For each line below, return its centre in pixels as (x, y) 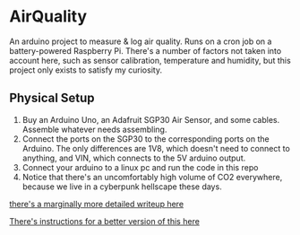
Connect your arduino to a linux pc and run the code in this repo (140, 167)
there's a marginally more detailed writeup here (97, 204)
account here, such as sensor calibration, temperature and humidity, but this (150, 60)
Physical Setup (52, 98)
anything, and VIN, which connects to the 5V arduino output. (134, 158)
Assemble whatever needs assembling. (94, 129)
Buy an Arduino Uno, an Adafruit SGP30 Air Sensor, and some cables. (151, 119)
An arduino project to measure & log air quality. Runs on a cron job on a (141, 41)
